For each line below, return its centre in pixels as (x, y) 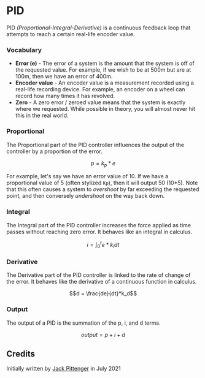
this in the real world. (42, 115)
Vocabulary (24, 50)
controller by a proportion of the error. (54, 151)
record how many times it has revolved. (65, 96)
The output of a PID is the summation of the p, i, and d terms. (83, 323)
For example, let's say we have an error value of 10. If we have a (87, 176)
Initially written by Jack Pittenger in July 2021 (64, 369)
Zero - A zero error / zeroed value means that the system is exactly (100, 102)
